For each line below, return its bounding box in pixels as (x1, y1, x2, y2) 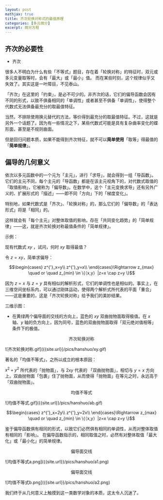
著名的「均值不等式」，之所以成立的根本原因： (5, 357, 97, 362)
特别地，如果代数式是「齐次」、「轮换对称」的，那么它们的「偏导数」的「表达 (5, 200, 158, 206)
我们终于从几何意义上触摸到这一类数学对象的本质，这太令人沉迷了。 (5, 490, 141, 496)
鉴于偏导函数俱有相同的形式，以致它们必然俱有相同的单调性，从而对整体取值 (5, 426, 158, 432)
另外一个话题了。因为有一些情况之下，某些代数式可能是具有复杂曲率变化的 (5, 120, 154, 126)
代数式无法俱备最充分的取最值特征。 (5, 103, 78, 109)
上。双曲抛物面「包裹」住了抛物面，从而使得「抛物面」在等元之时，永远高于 (5, 373, 158, 379)
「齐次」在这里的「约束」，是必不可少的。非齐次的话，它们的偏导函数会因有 (5, 91, 156, 97)
